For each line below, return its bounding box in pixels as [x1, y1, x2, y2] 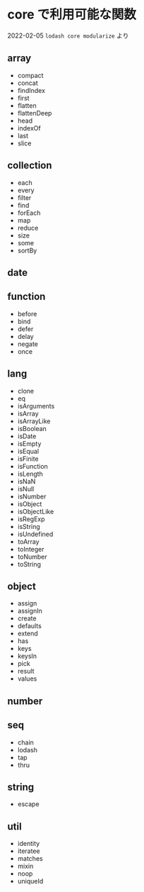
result [17, 667, 35, 676]
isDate [17, 432, 37, 440]
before [17, 309, 37, 318]
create [17, 614, 37, 623]
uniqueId [17, 877, 44, 886]
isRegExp [17, 515, 45, 523]
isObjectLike [17, 507, 54, 515]
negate [17, 340, 39, 348]
